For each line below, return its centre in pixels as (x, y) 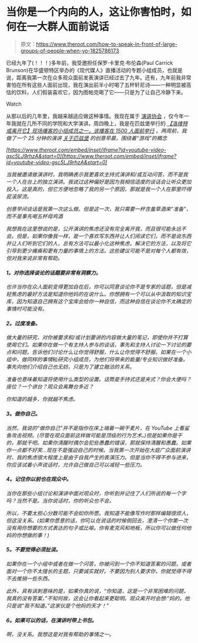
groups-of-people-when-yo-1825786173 (70, 51)
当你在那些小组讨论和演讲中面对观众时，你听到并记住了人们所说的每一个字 (96, 493)
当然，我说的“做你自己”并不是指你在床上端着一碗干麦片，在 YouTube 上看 (95, 428)
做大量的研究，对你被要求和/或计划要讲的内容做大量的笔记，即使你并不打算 (97, 338)
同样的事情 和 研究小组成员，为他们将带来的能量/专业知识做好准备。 (107, 359)
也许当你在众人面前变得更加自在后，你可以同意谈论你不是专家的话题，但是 (96, 287)
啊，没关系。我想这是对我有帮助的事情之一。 (60, 634)
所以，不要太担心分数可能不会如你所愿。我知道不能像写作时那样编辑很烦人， (99, 513)
